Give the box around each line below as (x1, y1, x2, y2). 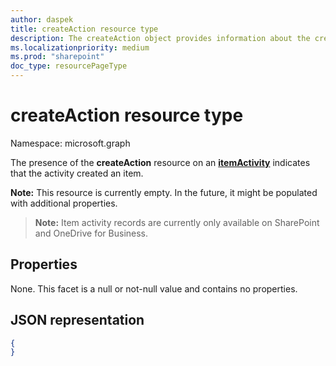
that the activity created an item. (10, 167, 144, 179)
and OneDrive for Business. (34, 227, 149, 239)
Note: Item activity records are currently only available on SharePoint (34, 216, 320, 228)
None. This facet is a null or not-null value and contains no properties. (10, 282, 298, 295)
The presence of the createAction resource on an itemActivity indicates (10, 156, 311, 168)
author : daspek (10, 14, 74, 25)
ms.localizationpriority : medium (10, 42, 150, 53)
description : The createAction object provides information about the (10, 33, 311, 43)
